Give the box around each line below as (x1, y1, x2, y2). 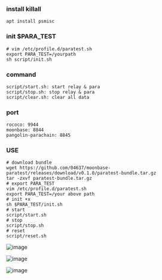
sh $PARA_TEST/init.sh (6, 201, 63, 208)
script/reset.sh (6, 233, 47, 239)
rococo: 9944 (6, 122, 39, 128)
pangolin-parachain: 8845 (6, 133, 71, 139)
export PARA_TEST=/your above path (6, 191, 95, 197)
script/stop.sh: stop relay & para (6, 89, 95, 95)
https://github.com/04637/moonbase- (19, 165, 111, 171)
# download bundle (6, 159, 52, 166)
